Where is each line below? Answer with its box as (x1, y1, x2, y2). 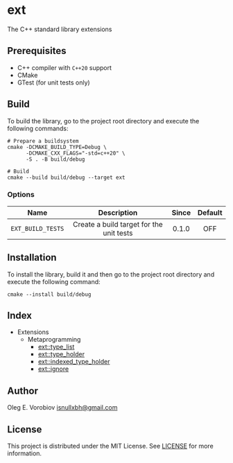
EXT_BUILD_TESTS (10, 225, 64, 232)
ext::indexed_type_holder (37, 358, 110, 366)
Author (7, 385, 38, 396)
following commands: (7, 124, 69, 132)
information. (7, 449, 42, 457)
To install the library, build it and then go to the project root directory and (7, 270, 215, 279)
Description (98, 207, 138, 217)
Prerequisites (7, 45, 67, 57)
